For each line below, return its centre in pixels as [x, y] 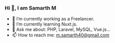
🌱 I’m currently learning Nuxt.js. [44, 24]
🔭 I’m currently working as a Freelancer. [53, 19]
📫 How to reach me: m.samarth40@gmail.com [61, 35]
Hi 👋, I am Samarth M [30, 8]
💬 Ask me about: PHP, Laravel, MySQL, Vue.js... [61, 29]
